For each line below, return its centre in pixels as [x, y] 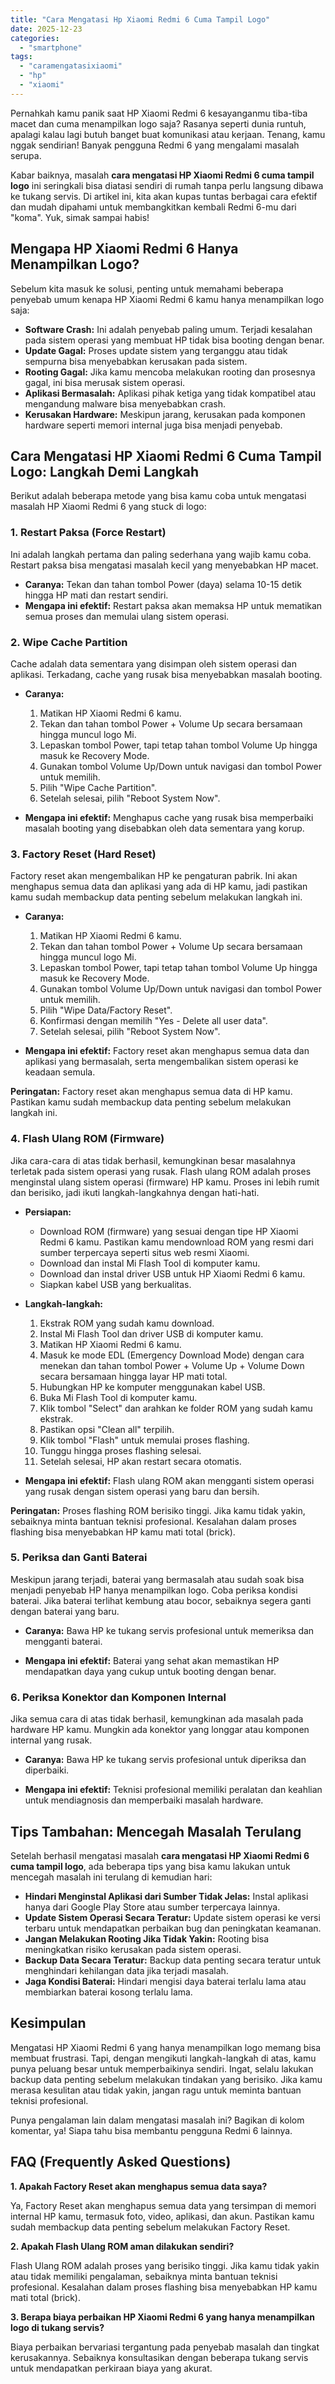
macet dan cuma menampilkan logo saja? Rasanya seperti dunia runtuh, [158, 123]
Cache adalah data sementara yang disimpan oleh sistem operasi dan [154, 663]
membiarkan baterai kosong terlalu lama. [108, 1992]
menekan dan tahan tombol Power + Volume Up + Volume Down [172, 1365]
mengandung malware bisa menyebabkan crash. [125, 403]
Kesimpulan [48, 2023]
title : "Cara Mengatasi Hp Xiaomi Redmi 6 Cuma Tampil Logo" [140, 19]
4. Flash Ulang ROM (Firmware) [87, 1139]
